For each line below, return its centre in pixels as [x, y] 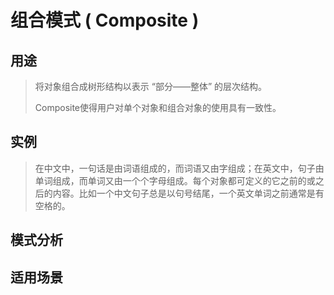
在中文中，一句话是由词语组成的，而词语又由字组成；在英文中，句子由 [179, 168]
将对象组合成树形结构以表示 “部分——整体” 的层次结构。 [151, 86]
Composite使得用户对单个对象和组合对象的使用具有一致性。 [158, 107]
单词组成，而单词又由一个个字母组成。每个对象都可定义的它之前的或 [175, 180]
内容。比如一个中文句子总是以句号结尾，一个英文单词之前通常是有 [188, 193]
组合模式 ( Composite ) [105, 20]
